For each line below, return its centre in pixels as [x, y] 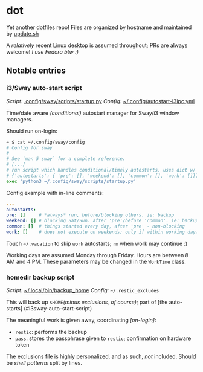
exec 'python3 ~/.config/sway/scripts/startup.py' [71, 181]
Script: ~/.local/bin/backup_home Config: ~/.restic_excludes [83, 290]
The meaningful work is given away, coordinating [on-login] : [81, 320]
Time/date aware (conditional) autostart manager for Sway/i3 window [93, 113]
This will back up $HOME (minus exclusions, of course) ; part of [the [87, 302]
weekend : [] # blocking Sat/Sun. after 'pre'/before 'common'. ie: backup [102, 221]
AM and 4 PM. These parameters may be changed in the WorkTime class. [96, 261]
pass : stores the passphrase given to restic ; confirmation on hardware [103, 338]
